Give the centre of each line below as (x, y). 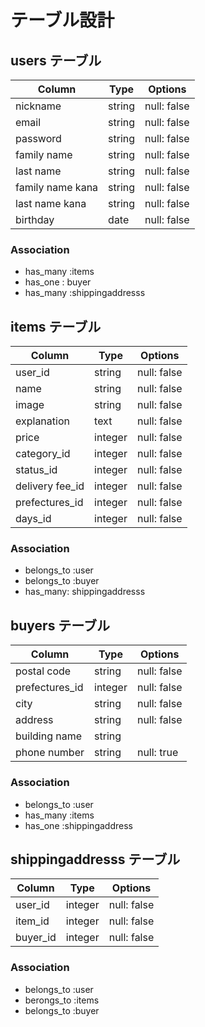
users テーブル (56, 60)
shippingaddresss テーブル (95, 859)
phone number (50, 753)
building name (49, 736)
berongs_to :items (62, 1000)
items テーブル (56, 326)
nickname (38, 106)
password (38, 138)
